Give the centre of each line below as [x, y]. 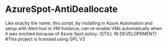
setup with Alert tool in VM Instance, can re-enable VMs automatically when [84, 28]
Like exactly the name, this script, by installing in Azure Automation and [79, 23]
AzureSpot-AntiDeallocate [61, 9]
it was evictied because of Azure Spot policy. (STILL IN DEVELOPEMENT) [81, 33]
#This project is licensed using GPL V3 [45, 39]
